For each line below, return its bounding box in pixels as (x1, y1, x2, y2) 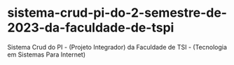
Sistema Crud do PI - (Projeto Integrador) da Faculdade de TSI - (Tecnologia (7, 43, 228, 51)
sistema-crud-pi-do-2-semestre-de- (7, 5, 228, 21)
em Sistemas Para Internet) (7, 50, 86, 59)
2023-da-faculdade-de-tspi (7, 20, 174, 36)
